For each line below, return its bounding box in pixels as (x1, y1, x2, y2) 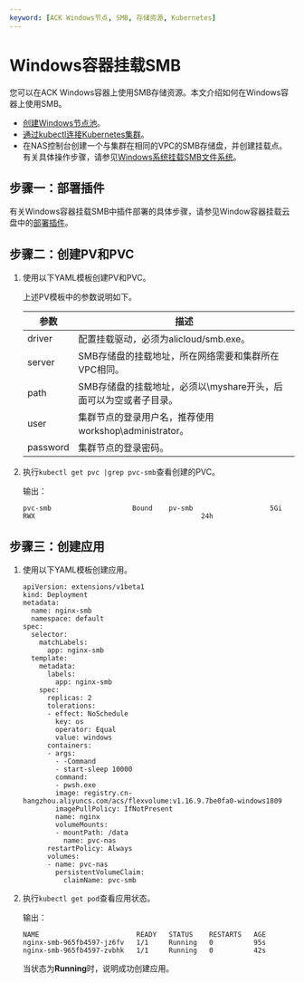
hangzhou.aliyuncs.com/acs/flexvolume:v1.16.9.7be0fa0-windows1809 (22, 796, 282, 805)
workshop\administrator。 (78, 425, 189, 438)
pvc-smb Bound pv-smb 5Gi (22, 504, 282, 513)
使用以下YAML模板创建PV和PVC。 (22, 273, 151, 284)
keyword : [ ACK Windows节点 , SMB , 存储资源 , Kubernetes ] (9, 13, 216, 23)
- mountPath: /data (55, 828, 128, 837)
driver (26, 332, 52, 345)
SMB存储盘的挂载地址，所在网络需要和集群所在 (78, 350, 280, 362)
